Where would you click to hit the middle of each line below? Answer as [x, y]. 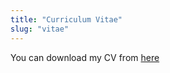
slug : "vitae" [40, 29]
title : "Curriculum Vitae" [66, 19]
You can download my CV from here [85, 57]
